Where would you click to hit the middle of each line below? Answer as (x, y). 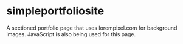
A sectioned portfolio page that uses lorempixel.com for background (92, 28)
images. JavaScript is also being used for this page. (71, 34)
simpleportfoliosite (55, 11)
